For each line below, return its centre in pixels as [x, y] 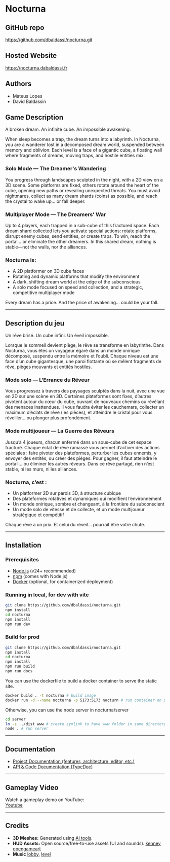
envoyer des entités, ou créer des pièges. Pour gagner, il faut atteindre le [81, 458]
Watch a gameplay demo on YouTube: [45, 800]
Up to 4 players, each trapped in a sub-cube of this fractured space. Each [82, 226]
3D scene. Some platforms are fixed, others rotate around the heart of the [82, 185]
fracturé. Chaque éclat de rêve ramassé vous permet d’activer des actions [82, 447]
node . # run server [27, 729]
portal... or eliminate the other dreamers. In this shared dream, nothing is [81, 242]
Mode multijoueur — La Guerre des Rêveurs [60, 431]
